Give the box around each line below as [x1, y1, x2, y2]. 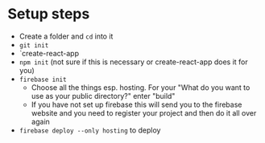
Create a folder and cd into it [19, 31, 114, 41]
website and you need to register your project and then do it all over [31, 108, 257, 117]
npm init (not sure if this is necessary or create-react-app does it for [19, 57, 248, 67]
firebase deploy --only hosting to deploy [19, 125, 161, 135]
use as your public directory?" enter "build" [31, 91, 176, 100]
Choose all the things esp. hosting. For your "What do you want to [31, 82, 251, 92]
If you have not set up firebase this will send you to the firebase [31, 100, 242, 109]
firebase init [19, 76, 67, 84]
